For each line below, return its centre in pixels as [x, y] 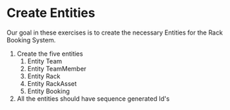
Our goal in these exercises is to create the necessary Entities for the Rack [115, 32]
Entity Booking [48, 91]
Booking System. [31, 39]
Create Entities [51, 13]
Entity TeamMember [57, 68]
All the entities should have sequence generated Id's [93, 98]
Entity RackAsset [52, 83]
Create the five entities [50, 54]
